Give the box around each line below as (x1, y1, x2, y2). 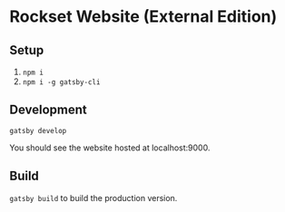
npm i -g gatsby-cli (22, 78, 101, 87)
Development (9, 102, 88, 118)
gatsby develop (9, 126, 67, 135)
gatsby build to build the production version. (9, 192, 178, 203)
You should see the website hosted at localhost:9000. (9, 142, 211, 153)
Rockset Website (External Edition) (9, 6, 278, 27)
